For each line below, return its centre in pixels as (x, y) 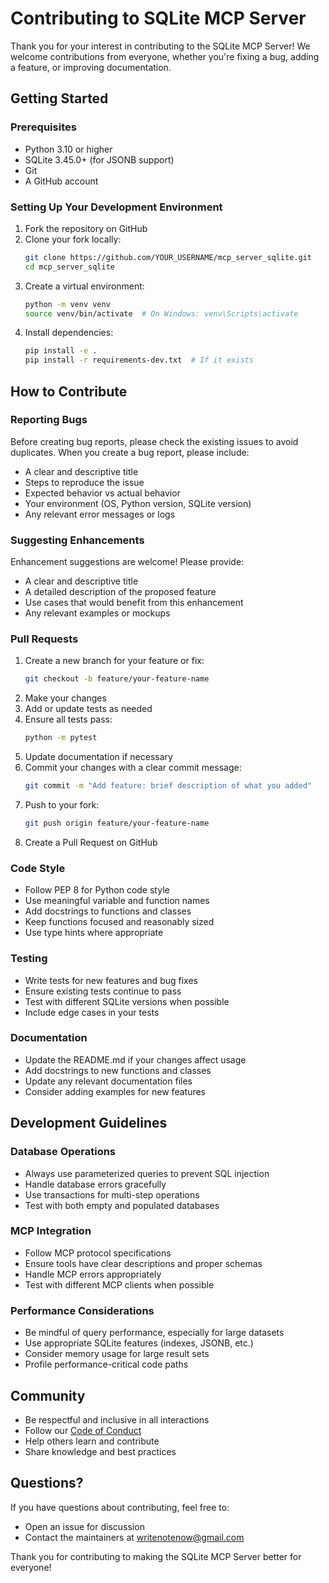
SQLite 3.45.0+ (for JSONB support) (99, 159)
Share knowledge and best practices (100, 1451)
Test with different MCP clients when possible (119, 1284)
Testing (29, 959)
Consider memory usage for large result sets (117, 1354)
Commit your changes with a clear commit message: (133, 768)
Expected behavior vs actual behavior (102, 493)
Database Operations (63, 1152)
